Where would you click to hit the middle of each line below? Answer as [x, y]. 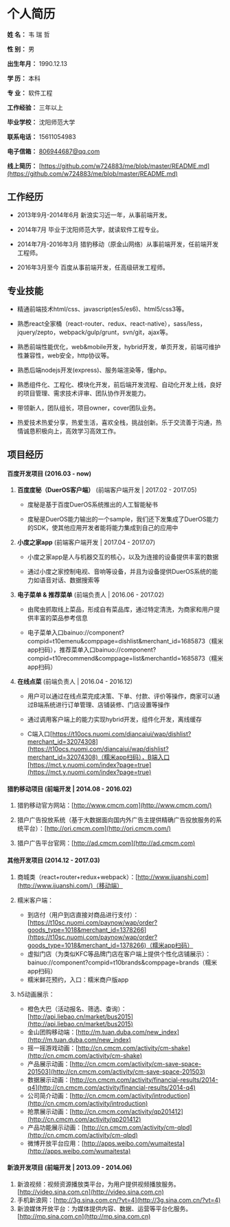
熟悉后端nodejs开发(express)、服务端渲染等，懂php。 [93, 370]
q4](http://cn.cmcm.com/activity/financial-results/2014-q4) [111, 1087]
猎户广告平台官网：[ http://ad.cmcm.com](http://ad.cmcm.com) [106, 843]
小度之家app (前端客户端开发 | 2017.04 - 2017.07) [86, 542]
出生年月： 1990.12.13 [37, 63]
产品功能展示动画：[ [56, 1127]
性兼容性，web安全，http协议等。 [65, 355]
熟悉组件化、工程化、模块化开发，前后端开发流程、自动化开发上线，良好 [119, 384]
